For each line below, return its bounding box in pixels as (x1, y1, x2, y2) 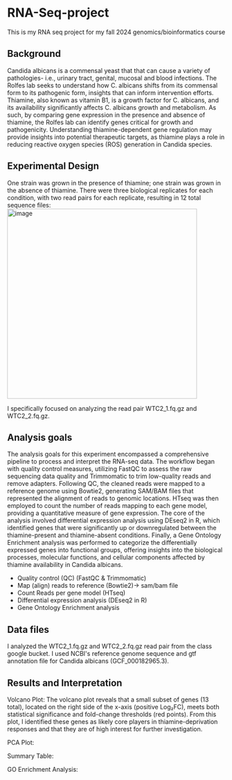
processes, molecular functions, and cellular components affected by (7, 553, 206, 561)
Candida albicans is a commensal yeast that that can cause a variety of (7, 66, 211, 74)
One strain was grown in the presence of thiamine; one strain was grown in (7, 178, 222, 187)
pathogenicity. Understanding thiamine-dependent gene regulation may (7, 125, 213, 133)
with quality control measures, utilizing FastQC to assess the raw (7, 465, 192, 473)
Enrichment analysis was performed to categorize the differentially (7, 539, 197, 547)
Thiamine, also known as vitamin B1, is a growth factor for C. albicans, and (7, 96, 220, 104)
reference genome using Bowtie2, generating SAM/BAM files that (7, 487, 194, 495)
